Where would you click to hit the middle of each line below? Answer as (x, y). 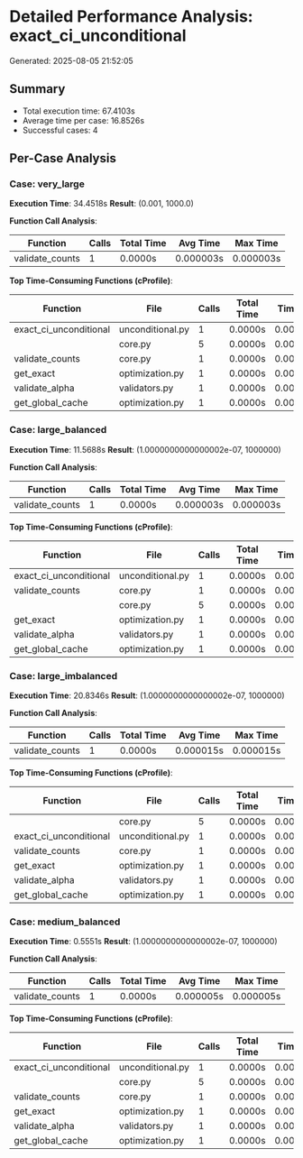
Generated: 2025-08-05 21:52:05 (71, 60)
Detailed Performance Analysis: (132, 17)
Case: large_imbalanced (64, 675)
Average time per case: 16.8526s (83, 120)
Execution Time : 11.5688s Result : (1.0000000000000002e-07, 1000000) (145, 449)
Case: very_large (47, 184)
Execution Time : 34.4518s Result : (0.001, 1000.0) (101, 204)
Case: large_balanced (58, 430)
